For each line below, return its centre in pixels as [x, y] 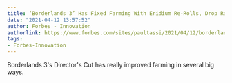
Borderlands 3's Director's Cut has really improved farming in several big [111, 65]
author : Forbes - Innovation [49, 26]
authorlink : [24, 33]
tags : [15, 39]
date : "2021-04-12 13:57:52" [49, 20]
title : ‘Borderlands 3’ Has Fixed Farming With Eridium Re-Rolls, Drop [112, 13]
